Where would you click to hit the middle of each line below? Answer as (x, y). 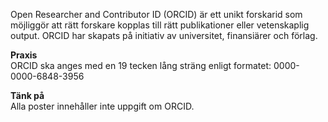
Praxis (24, 55)
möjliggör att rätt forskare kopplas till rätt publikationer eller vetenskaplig (160, 25)
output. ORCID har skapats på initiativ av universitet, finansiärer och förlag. (164, 35)
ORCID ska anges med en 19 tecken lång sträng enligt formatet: (141, 65)
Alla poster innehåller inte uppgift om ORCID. (102, 106)
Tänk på (27, 95)
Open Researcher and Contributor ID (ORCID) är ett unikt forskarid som (156, 14)
